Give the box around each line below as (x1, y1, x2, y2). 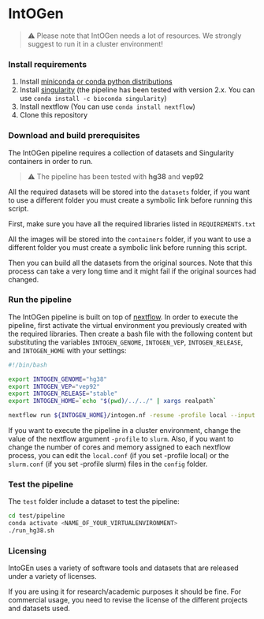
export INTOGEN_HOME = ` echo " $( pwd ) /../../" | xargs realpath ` (8, 397, 217, 405)
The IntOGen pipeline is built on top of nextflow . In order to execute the (8, 312, 239, 322)
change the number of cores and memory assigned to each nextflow (8, 442, 231, 452)
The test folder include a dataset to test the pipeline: (8, 497, 180, 506)
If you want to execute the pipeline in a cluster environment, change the (8, 426, 241, 435)
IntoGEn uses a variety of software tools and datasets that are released (8, 563, 239, 572)
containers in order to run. (8, 156, 93, 166)
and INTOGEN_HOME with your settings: (8, 345, 128, 355)
